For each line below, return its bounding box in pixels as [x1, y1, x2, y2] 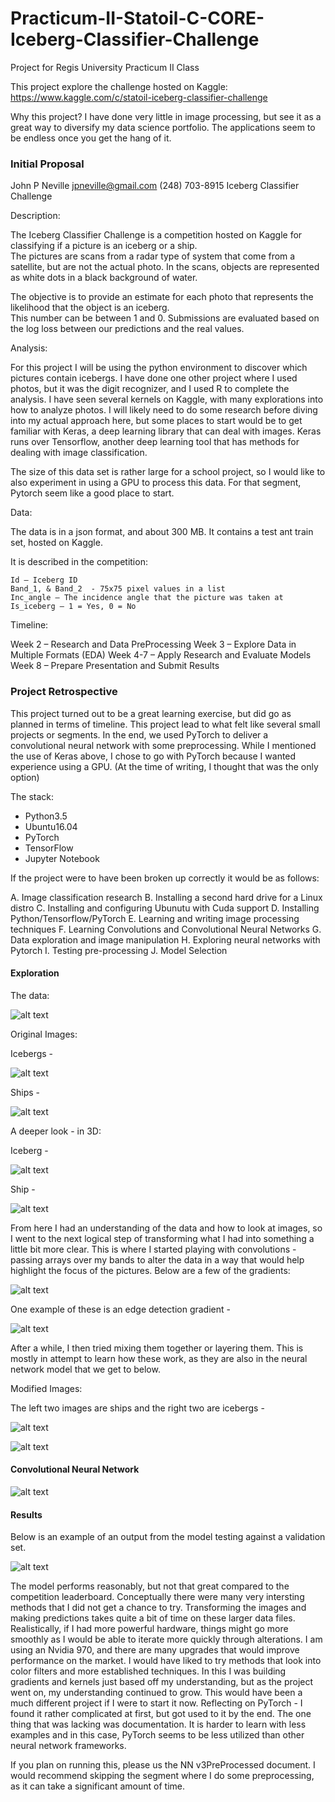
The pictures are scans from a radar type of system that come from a [10, 250, 296, 262]
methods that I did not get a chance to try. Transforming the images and [10, 1602, 307, 1614]
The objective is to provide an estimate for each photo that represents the [10, 291, 314, 303]
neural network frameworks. [10, 1740, 127, 1752]
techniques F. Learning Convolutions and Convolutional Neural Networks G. [10, 923, 322, 935]
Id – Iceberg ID [10, 575, 78, 586]
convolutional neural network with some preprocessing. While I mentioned [10, 739, 317, 751]
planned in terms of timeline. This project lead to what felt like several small [10, 718, 321, 730]
